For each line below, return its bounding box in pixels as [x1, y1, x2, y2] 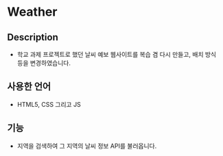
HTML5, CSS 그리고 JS [16, 100, 81, 108]
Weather [7, 4, 58, 20]
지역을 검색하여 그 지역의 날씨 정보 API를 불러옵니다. [16, 142, 157, 150]
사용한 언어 [7, 81, 51, 92]
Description [7, 31, 58, 43]
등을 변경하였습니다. [16, 59, 71, 67]
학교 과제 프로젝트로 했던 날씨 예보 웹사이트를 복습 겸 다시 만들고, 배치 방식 [16, 51, 217, 58]
